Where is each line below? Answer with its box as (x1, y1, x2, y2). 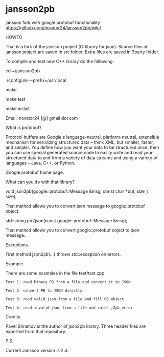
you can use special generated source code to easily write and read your (5, 149, 153, 155)
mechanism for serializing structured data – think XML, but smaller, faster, (5, 139, 154, 145)
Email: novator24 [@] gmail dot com (5, 115, 78, 121)
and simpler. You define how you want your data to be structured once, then (5, 144, 159, 150)
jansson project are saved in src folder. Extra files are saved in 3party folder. (5, 49, 160, 55)
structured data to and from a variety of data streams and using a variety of (5, 155, 158, 161)
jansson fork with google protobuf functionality (5, 20, 100, 25)
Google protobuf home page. (5, 169, 64, 175)
